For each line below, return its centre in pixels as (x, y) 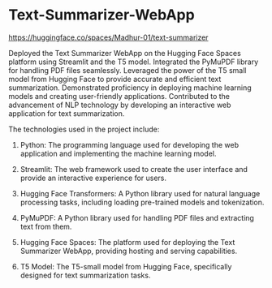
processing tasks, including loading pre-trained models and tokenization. (142, 202)
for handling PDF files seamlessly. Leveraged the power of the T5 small (127, 70)
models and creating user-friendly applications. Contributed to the (119, 96)
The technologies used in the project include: (84, 129)
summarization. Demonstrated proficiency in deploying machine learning (130, 88)
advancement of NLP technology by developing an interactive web (120, 105)
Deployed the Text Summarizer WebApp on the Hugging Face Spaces (125, 53)
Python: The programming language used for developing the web (130, 144)
